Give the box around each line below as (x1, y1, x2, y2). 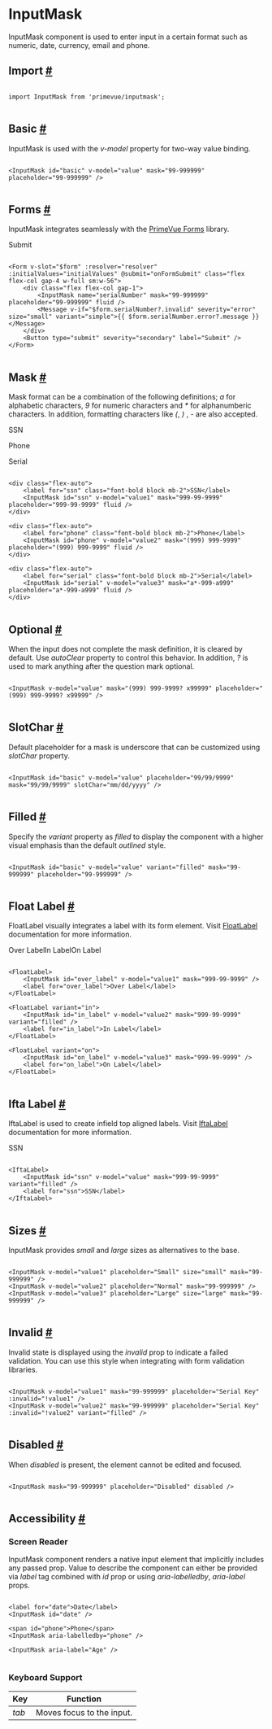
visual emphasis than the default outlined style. (8, 840, 166, 850)
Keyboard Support (8, 1672, 83, 1683)
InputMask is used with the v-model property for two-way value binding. (8, 143, 251, 153)
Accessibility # (8, 1512, 86, 1526)
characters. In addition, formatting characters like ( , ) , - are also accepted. (8, 409, 258, 419)
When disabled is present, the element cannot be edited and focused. (8, 1460, 242, 1469)
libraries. (8, 1364, 38, 1374)
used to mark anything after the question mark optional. (8, 661, 195, 671)
